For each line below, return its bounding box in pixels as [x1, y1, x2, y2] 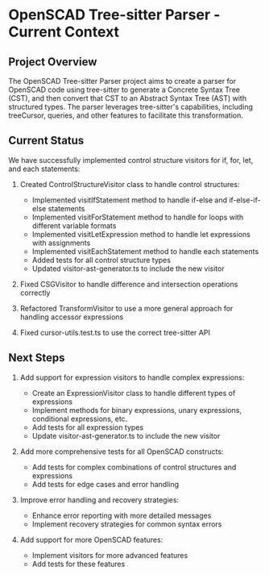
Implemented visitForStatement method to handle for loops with [31, 212, 244, 222]
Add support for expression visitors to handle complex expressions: [19, 373, 245, 382]
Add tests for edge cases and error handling [31, 479, 180, 489]
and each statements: [8, 164, 81, 173]
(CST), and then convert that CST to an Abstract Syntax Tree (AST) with [8, 94, 247, 102]
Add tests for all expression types [31, 422, 143, 432]
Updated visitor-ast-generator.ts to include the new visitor [31, 264, 225, 273]
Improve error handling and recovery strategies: [19, 494, 180, 505]
